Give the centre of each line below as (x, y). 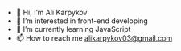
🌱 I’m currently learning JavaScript (73, 29)
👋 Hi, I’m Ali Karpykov (51, 12)
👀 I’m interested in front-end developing (82, 21)
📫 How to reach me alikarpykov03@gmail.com (94, 38)
